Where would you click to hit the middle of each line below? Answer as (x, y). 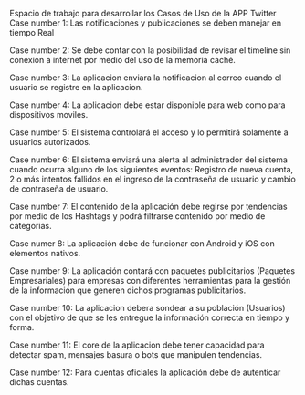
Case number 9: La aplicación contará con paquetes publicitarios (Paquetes (152, 271)
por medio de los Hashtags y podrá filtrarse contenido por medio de (137, 216)
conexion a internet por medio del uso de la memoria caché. (122, 60)
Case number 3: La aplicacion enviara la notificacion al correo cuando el (146, 78)
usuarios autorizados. (50, 142)
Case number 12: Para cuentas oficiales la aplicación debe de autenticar (145, 372)
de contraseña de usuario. (59, 189)
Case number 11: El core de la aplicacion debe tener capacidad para (137, 345)
